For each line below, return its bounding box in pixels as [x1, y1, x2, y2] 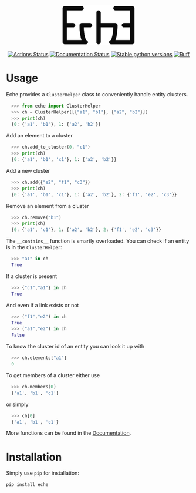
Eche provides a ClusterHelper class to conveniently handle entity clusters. [6, 90, 188, 98]
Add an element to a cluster [6, 132, 73, 139]
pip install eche [6, 482, 49, 488]
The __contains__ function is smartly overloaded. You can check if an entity [6, 237, 190, 244]
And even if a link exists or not [6, 301, 79, 308]
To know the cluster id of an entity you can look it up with [6, 343, 145, 350]
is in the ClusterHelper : [6, 244, 63, 251]
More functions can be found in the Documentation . [6, 430, 131, 437]
